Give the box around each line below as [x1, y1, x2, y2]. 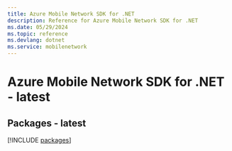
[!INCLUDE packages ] [7, 136, 72, 144]
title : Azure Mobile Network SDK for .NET [7, 10, 135, 18]
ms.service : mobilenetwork [7, 43, 87, 50]
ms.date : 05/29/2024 [7, 23, 69, 30]
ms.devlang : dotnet [7, 37, 65, 44]
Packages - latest [7, 117, 87, 129]
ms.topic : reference [7, 30, 69, 38]
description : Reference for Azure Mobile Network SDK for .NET [7, 17, 199, 24]
